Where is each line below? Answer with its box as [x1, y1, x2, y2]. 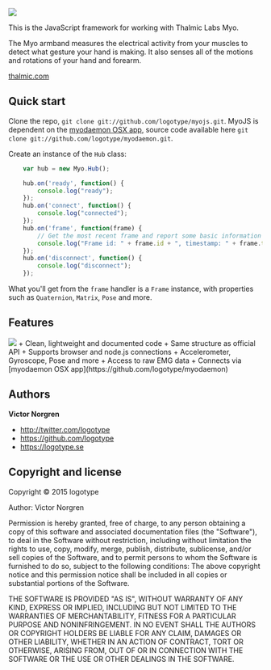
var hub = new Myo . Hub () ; [23, 164, 110, 173]
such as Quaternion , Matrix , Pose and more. [8, 293, 152, 302]
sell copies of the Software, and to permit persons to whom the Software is [8, 552, 258, 562]
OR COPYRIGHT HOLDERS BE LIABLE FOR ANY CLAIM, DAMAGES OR [8, 628, 242, 638]
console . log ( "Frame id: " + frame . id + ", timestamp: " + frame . [37, 239, 262, 247]
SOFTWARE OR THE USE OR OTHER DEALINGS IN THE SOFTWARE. [8, 654, 235, 664]
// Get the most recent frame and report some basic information [37, 231, 262, 240]
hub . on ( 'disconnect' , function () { [23, 255, 143, 263]
